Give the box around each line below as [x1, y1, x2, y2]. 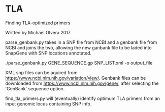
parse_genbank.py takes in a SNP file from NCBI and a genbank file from [5, 39, 157, 45]
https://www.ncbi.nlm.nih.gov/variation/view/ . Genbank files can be [5, 75, 146, 81]
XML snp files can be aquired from [5, 69, 78, 76]
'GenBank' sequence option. [5, 85, 65, 91]
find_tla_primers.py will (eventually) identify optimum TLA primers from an [5, 95, 160, 101]
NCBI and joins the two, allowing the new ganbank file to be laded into [5, 44, 152, 50]
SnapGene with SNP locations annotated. [5, 50, 91, 56]
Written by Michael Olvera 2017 [5, 29, 71, 35]
